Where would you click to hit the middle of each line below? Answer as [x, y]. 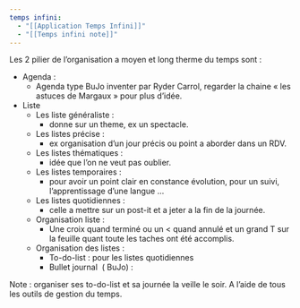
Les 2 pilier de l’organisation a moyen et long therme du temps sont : [136, 60]
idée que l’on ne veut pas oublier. [110, 163]
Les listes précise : [70, 134]
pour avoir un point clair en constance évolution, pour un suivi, [164, 182]
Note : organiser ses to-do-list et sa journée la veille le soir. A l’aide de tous [148, 285]
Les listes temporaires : [79, 172]
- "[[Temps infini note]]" [68, 34]
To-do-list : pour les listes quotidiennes [121, 258]
